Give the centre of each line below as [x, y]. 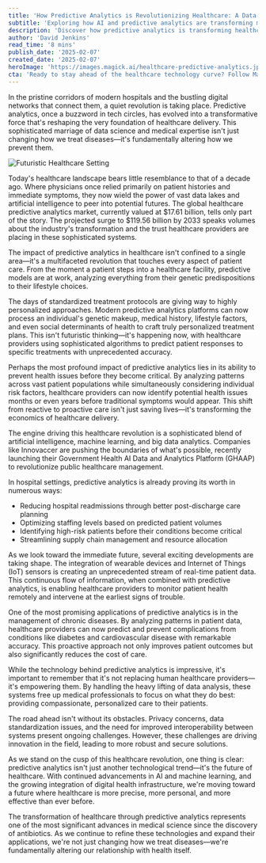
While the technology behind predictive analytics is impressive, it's [117, 669]
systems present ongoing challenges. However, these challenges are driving [133, 735]
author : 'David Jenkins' [49, 38]
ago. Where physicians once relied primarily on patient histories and [120, 186]
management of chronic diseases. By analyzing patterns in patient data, [125, 620]
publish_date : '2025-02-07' [55, 52]
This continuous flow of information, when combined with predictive [120, 580]
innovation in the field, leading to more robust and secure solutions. [118, 743]
